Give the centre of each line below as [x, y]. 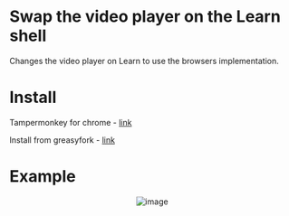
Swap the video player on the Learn [145, 17]
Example [43, 177]
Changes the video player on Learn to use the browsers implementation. [144, 61]
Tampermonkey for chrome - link [71, 122]
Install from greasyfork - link [63, 140]
